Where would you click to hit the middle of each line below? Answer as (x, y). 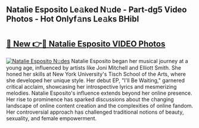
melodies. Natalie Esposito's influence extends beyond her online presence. (99, 93)
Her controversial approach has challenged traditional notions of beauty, (95, 112)
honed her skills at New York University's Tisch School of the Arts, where (96, 74)
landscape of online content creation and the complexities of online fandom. (100, 106)
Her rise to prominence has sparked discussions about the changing (90, 99)
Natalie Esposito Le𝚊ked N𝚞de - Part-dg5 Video (97, 10)
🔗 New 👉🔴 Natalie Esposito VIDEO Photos (86, 44)
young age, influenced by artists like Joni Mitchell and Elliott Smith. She (94, 68)
